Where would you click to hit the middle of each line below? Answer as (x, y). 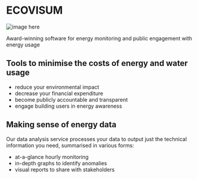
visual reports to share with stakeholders (65, 169)
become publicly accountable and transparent (71, 99)
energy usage (23, 45)
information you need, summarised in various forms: (70, 145)
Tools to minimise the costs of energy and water (97, 63)
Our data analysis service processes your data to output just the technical (97, 139)
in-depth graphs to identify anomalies (61, 163)
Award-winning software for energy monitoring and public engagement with (99, 38)
